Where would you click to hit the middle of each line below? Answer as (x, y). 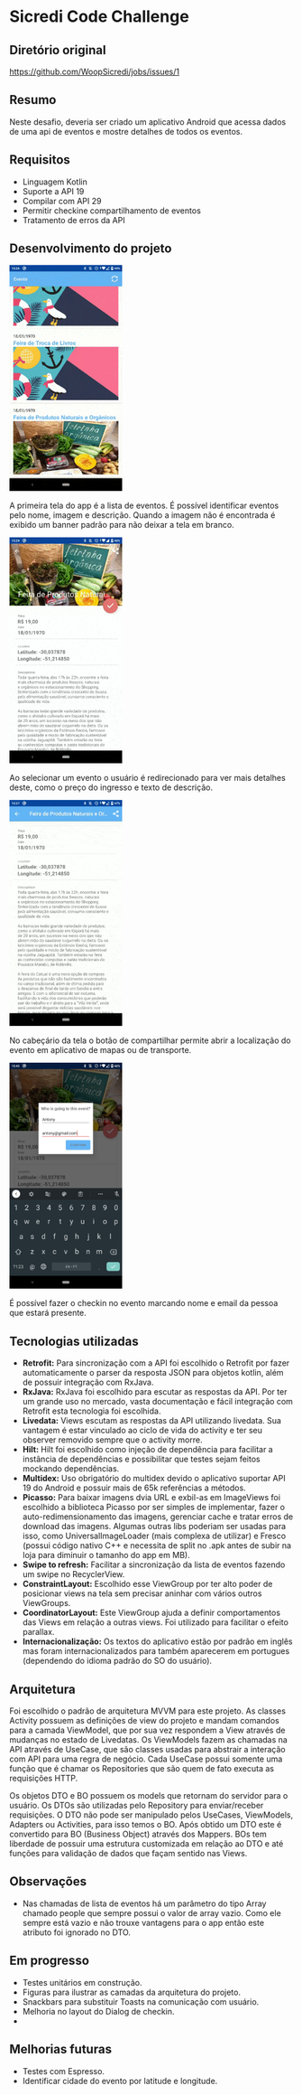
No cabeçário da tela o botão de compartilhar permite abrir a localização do (150, 1040)
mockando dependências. (71, 1469)
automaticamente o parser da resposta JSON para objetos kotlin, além (153, 1373)
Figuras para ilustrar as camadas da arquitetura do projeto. (132, 1992)
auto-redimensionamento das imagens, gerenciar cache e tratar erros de (158, 1517)
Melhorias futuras (61, 2049)
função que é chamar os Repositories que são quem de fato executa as (142, 1769)
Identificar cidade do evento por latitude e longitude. (120, 2081)
